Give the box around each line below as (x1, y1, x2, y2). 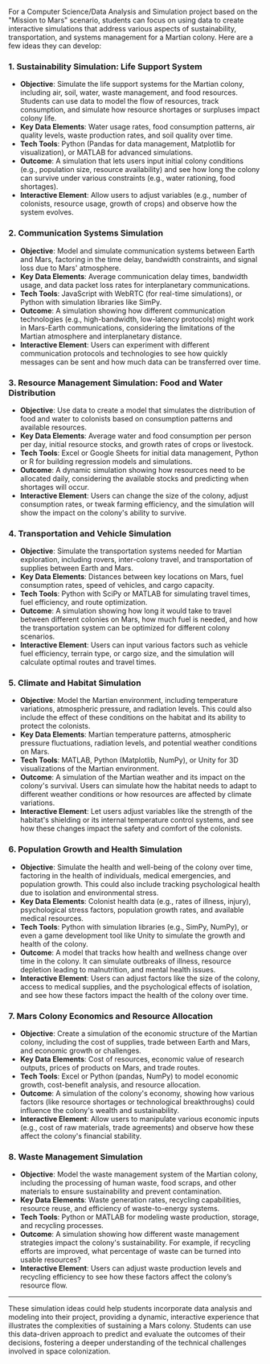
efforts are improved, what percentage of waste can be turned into (19, 1247, 241, 1256)
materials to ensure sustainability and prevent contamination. (19, 1186, 223, 1197)
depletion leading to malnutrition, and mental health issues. (19, 964, 216, 974)
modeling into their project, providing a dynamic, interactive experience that (8, 1313, 260, 1322)
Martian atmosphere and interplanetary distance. (19, 331, 182, 341)
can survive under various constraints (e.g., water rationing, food (19, 173, 235, 183)
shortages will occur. (19, 482, 90, 491)
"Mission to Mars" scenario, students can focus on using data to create (8, 15, 244, 25)
